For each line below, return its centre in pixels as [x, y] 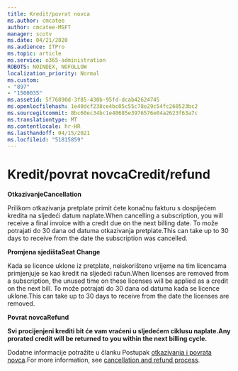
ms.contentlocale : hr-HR [44, 126]
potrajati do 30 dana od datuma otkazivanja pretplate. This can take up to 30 [118, 231]
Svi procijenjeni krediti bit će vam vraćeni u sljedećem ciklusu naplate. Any [119, 331]
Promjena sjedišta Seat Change [54, 252]
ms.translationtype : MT [42, 119]
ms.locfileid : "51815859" [45, 139]
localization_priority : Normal [53, 73]
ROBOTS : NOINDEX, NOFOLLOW [47, 67]
